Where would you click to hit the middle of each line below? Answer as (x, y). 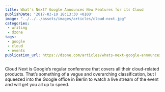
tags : (11, 37)
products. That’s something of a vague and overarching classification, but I (81, 74)
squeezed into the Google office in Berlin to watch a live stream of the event (82, 79)
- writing (17, 28)
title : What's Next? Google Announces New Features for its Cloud (74, 10)
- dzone (15, 32)
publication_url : (23, 55)
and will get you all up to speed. (37, 85)
